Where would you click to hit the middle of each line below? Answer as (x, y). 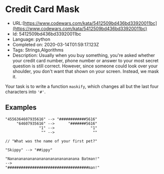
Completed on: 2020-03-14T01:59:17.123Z (56, 44)
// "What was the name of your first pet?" (51, 141)
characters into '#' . (26, 92)
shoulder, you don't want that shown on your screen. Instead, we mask (86, 71)
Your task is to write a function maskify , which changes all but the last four (82, 86)
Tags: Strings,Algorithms (38, 50)
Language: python (31, 39)
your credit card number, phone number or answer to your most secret (86, 60)
